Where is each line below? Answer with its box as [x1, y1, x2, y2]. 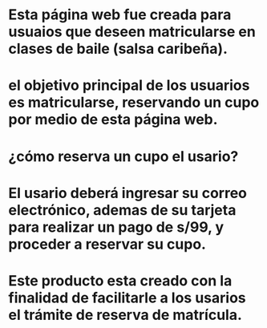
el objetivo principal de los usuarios [8, 76, 250, 95]
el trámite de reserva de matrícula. [8, 306, 243, 324]
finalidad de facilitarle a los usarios [8, 289, 246, 306]
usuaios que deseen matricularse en [8, 22, 257, 41]
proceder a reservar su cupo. [8, 235, 207, 253]
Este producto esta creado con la [8, 271, 233, 290]
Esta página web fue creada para [8, 6, 232, 24]
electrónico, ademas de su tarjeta [8, 200, 237, 219]
